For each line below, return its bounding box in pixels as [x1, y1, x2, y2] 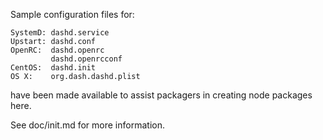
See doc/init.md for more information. [10, 119, 165, 131]
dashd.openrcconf [50, 54, 123, 64]
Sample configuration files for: [10, 9, 135, 20]
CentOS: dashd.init [10, 63, 97, 73]
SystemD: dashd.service [10, 28, 110, 38]
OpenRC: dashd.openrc [10, 45, 105, 55]
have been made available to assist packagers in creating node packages [10, 89, 313, 101]
